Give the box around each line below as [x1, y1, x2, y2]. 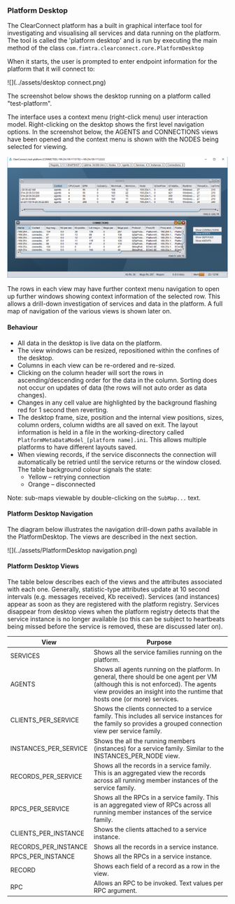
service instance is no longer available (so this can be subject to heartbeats [7, 615, 225, 623]
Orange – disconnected [27, 480, 96, 488]
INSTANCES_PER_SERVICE [10, 744, 88, 752]
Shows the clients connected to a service [93, 705, 213, 713]
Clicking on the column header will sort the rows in [17, 368, 164, 376]
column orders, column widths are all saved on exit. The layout [17, 421, 198, 429]
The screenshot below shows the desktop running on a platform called [7, 92, 211, 100]
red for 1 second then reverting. [17, 405, 108, 414]
